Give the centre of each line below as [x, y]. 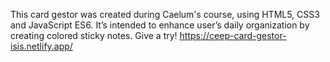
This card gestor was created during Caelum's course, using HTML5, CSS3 [165, 14]
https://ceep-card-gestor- [233, 35]
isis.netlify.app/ [41, 46]
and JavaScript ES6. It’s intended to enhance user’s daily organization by [160, 25]
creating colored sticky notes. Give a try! [94, 35]
